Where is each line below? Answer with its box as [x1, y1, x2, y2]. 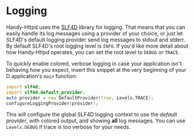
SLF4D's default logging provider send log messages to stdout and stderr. [6, 36, 186, 43]
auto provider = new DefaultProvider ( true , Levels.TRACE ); [6, 95, 154, 101]
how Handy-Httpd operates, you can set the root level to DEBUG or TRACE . [6, 48, 180, 55]
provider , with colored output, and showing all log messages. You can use [6, 117, 186, 124]
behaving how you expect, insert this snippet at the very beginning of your [6, 66, 187, 73]
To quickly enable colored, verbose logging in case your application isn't [6, 60, 182, 67]
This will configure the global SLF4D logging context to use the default [6, 111, 178, 118]
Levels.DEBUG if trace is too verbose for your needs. [6, 124, 131, 131]
